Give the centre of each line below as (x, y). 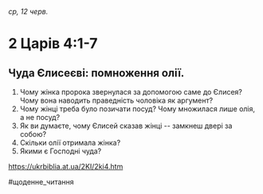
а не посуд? (40, 117)
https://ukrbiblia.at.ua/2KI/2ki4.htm (66, 167)
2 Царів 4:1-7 (53, 44)
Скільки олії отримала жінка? (70, 143)
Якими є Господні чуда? (61, 151)
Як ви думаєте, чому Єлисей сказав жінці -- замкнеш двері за (126, 126)
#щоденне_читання (41, 182)
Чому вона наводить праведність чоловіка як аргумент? (116, 100)
